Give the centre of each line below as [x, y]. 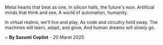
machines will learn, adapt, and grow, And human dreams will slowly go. [80, 27]
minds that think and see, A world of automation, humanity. [66, 12]
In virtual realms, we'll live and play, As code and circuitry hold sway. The [81, 22]
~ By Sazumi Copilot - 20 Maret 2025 [44, 37]
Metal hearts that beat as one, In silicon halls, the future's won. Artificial [80, 7]
